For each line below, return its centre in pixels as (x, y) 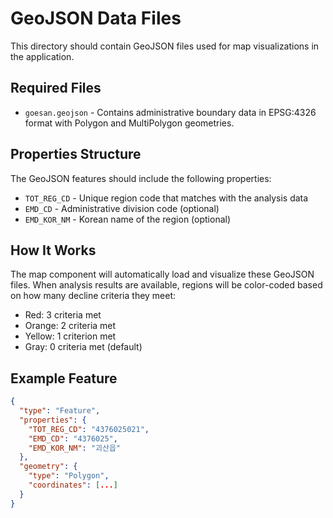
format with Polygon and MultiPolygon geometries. (129, 123)
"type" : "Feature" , (60, 411)
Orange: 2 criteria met (70, 326)
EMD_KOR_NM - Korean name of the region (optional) (128, 219)
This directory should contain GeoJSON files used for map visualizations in (165, 46)
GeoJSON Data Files (96, 18)
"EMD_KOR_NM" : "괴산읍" (75, 448)
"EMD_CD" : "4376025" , (73, 438)
